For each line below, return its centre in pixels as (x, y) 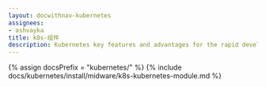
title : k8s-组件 (34, 38)
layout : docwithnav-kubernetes (60, 15)
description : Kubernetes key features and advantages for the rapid (123, 45)
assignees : (26, 23)
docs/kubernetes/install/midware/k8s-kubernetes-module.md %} (115, 76)
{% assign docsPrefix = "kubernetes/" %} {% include (95, 67)
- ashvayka (26, 30)
